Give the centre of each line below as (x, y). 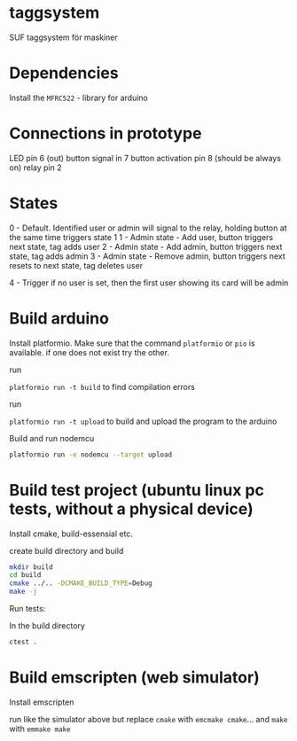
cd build (25, 575)
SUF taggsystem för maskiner (63, 37)
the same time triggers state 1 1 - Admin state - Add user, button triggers (141, 237)
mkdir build (31, 567)
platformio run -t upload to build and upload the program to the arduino (143, 421)
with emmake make (40, 729)
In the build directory (47, 626)
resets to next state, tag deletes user (76, 265)
